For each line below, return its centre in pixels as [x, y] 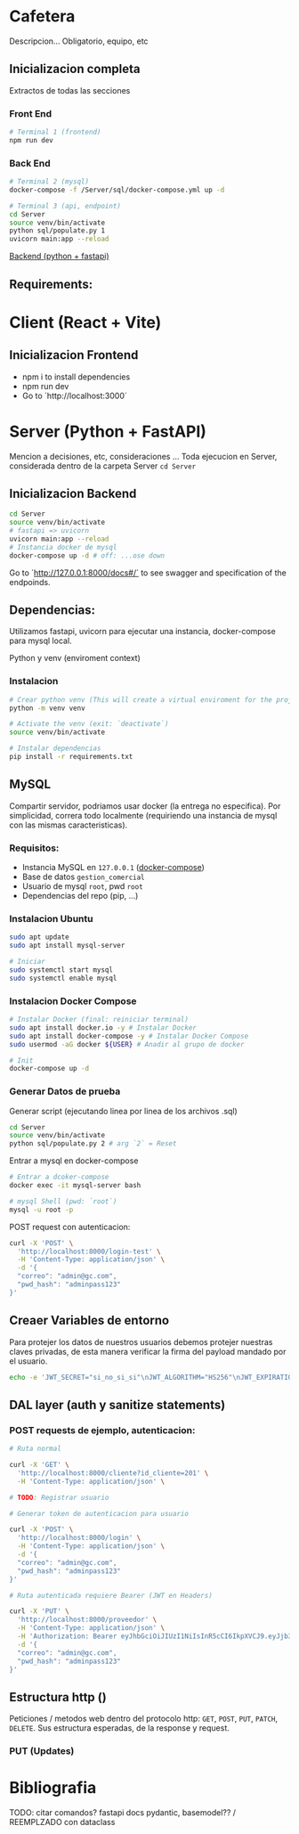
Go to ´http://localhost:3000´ [74, 395]
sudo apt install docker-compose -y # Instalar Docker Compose [129, 1036]
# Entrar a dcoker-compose [59, 1178]
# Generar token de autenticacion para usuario [99, 1513]
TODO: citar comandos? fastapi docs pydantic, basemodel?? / [123, 1813]
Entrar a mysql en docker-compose [74, 1161]
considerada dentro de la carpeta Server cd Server [103, 466]
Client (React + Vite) [85, 322]
